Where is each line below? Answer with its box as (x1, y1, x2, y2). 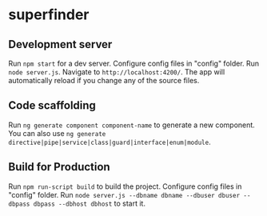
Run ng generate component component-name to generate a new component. (8, 120, 256, 130)
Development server (8, 38, 113, 51)
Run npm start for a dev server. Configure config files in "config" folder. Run (8, 58, 260, 68)
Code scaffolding (8, 98, 96, 113)
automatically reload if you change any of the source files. (8, 76, 200, 85)
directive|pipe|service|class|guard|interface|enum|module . (8, 137, 211, 146)
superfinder (8, 6, 90, 24)
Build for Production (8, 160, 110, 174)
